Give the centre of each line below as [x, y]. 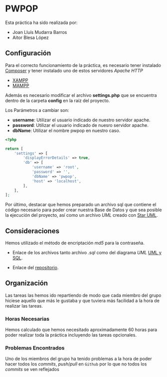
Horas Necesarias [27, 319]
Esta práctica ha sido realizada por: [41, 22]
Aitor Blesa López [30, 37]
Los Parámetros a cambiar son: [37, 110]
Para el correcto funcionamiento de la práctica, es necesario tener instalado [83, 65]
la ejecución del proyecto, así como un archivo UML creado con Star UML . [82, 215]
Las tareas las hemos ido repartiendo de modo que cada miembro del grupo [83, 295]
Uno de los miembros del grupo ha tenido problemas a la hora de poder [79, 359]
